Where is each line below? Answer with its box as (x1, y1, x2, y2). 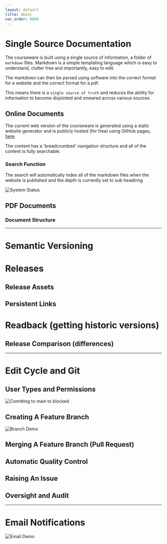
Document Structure (5, 216, 56, 223)
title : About (5, 12, 32, 17)
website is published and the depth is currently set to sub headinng (5, 178, 143, 183)
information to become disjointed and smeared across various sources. (5, 95, 151, 101)
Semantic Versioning (5, 240, 93, 252)
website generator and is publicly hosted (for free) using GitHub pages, (5, 128, 151, 134)
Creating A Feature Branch (5, 412, 89, 421)
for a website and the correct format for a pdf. (5, 80, 99, 86)
